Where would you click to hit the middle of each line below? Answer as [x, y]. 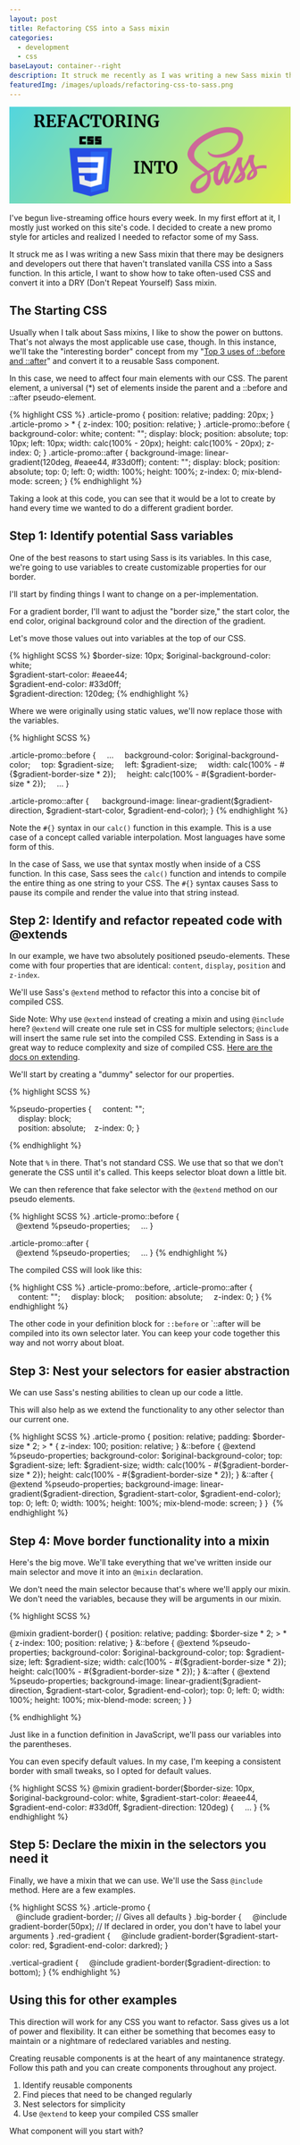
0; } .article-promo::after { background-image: [118, 453]
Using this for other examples [93, 2001]
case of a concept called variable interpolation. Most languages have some [147, 837]
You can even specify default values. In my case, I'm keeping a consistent [145, 1761]
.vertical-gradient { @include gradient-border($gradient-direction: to [140, 1963]
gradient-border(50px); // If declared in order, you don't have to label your [145, 1926]
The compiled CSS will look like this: [76, 1270]
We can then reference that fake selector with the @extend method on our [144, 1190]
